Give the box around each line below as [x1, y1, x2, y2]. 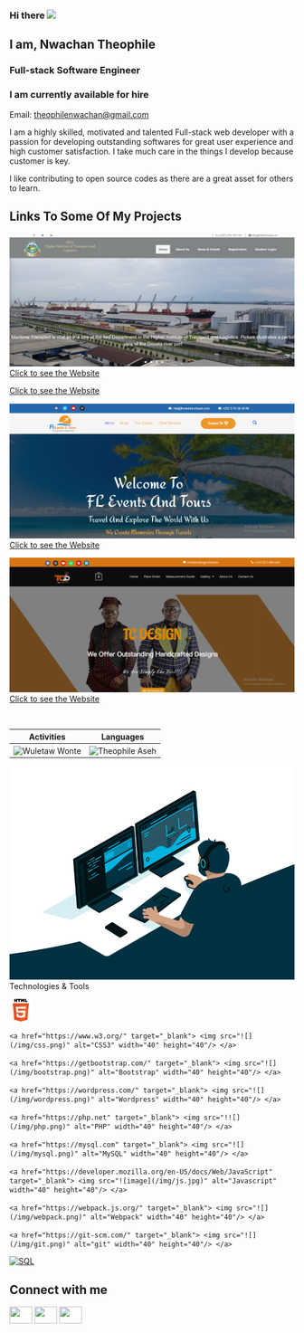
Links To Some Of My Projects [9, 208, 183, 224]
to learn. [9, 182, 41, 194]
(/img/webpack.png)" [9, 1213, 88, 1222]
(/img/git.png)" [9, 1240, 71, 1249]
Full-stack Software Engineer [9, 64, 140, 77]
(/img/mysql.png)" [9, 1149, 79, 1158]
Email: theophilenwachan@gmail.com [9, 109, 149, 119]
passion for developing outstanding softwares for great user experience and [9, 136, 294, 147]
